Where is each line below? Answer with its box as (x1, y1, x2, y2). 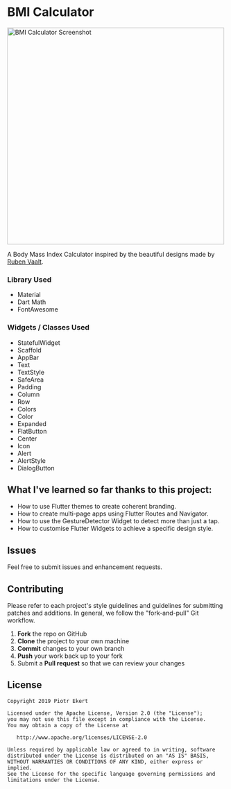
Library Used (7, 275, 52, 285)
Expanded (17, 419, 47, 427)
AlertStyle (17, 456, 46, 465)
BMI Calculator (7, 4, 94, 20)
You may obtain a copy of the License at (7, 722, 129, 729)
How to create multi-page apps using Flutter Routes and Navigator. (17, 509, 209, 518)
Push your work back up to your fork (17, 652, 123, 660)
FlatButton (17, 427, 47, 435)
